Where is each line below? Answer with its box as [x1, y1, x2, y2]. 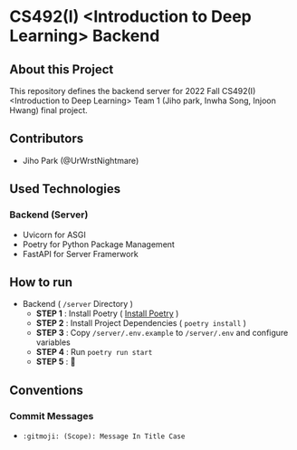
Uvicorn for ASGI [22, 229, 86, 240]
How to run [9, 274, 73, 290]
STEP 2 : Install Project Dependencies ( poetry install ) [35, 318, 247, 329]
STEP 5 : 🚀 [35, 356, 76, 368]
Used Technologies [9, 181, 120, 196]
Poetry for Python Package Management [22, 238, 175, 250]
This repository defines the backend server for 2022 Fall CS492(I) [9, 86, 256, 96]
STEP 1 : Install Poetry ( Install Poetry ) [35, 308, 179, 319]
